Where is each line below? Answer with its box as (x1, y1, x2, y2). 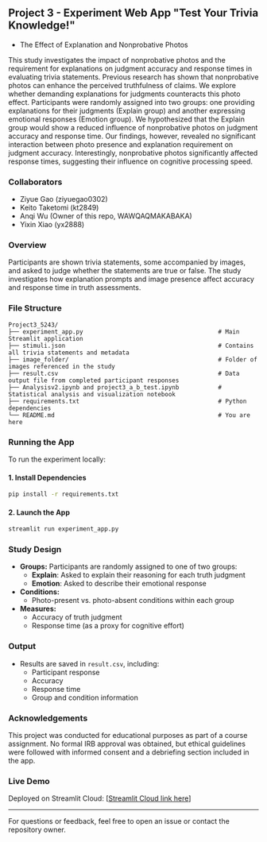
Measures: (19, 604, 57, 614)
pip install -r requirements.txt (8, 490, 119, 499)
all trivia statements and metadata (8, 349, 130, 357)
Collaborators (8, 176, 63, 187)
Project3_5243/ (8, 321, 59, 329)
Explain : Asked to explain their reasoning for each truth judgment (31, 570, 246, 580)
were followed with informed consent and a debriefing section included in (8, 747, 250, 757)
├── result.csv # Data (8, 369, 240, 377)
